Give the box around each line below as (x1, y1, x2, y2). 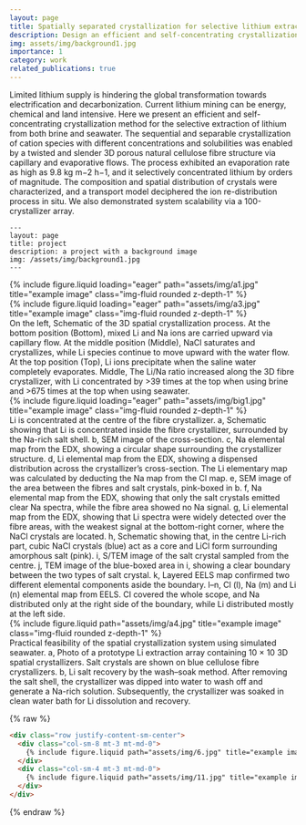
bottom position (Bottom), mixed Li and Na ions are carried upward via (9, 327, 273, 338)
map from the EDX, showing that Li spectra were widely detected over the (9, 511, 287, 522)
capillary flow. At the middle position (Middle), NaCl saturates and (9, 336, 256, 347)
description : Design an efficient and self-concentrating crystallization (9, 30, 300, 39)
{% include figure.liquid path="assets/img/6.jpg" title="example (25, 748, 283, 757)
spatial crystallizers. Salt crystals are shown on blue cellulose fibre (9, 656, 260, 667)
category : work (9, 56, 67, 65)
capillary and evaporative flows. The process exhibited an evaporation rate (9, 157, 290, 168)
